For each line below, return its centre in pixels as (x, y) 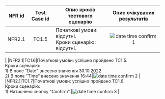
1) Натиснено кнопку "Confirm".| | (62, 91)
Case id (41, 19)
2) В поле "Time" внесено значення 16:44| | (73, 76)
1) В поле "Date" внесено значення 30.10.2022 (53, 71)
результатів (134, 19)
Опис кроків (80, 10)
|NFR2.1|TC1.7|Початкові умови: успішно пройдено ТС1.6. (65, 81)
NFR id (16, 16)
